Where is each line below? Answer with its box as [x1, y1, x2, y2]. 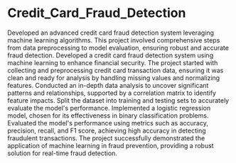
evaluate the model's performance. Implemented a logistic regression [7, 103, 211, 112]
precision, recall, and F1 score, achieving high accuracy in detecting [7, 126, 206, 135]
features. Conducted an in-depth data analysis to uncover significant [7, 81, 209, 89]
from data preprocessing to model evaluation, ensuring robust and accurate [7, 43, 230, 52]
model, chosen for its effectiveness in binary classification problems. [7, 111, 209, 120]
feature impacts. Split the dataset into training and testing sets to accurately [7, 96, 230, 104]
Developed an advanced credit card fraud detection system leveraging [7, 28, 215, 37]
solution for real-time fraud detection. [7, 149, 117, 157]
